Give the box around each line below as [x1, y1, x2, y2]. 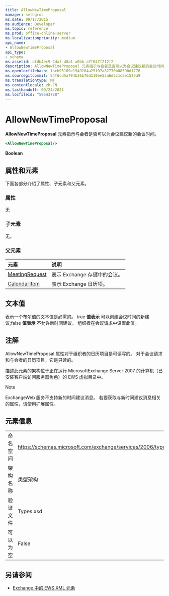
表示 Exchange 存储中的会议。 [51, 271, 123, 278]
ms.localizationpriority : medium [5, 36, 75, 41]
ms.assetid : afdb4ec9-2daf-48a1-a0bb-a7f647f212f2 [5, 59, 114, 64]
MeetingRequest [8, 271, 47, 278]
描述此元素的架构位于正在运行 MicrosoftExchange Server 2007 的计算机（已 [5, 367, 163, 374]
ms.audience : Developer [5, 21, 55, 27]
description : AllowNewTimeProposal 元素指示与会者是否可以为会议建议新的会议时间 [5, 64, 164, 69]
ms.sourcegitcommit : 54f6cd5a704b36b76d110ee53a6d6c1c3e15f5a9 [5, 73, 141, 78]
